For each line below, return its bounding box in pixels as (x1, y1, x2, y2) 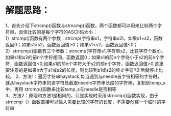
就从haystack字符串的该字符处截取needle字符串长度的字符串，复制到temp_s (5, 79, 166, 85)
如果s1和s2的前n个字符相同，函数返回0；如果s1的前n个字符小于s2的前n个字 (5, 54, 164, 60)
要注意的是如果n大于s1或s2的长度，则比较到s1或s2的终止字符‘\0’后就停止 (5, 67, 159, 73)
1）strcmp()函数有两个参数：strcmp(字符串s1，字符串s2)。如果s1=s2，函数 (5, 35, 163, 41)
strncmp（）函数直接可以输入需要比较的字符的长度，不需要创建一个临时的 (5, 99, 162, 105)
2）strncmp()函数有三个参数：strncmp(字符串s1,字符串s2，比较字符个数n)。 (5, 48, 166, 54)
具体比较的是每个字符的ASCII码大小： (18, 28, 98, 35)
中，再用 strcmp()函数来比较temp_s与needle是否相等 (5, 86, 116, 92)
